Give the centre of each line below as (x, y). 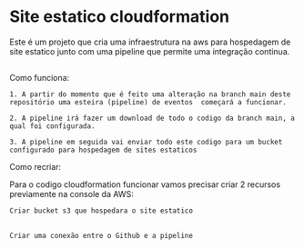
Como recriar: (35, 167)
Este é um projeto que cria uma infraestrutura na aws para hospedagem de (150, 42)
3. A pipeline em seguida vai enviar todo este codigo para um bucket (146, 143)
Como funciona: (40, 78)
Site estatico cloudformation (120, 17)
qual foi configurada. (52, 126)
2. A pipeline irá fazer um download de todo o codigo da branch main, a (152, 119)
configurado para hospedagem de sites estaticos (103, 150)
